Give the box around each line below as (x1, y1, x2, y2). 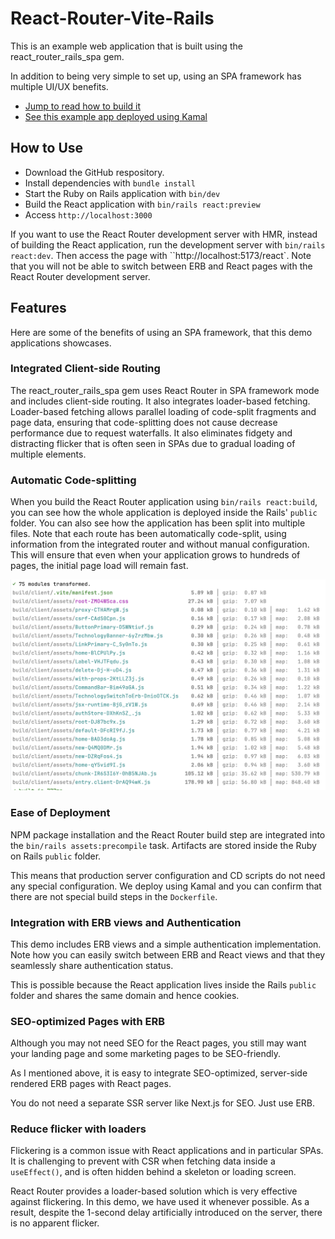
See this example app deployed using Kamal (24, 110, 208, 122)
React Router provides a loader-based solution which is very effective (10, 1185, 298, 1197)
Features (10, 300, 67, 317)
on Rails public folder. (10, 850, 102, 862)
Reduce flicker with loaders (10, 1122, 147, 1136)
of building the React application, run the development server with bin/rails (10, 238, 326, 251)
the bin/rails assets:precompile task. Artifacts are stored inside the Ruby (10, 839, 317, 851)
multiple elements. (10, 448, 87, 460)
